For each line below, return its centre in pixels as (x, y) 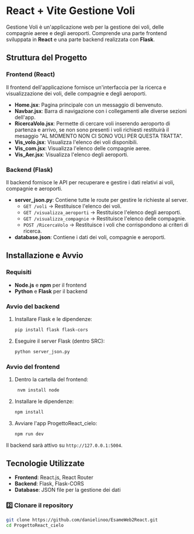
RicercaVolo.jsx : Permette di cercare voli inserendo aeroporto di (92, 123)
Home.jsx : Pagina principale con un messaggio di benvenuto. (89, 105)
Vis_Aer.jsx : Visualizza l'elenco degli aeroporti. (71, 154)
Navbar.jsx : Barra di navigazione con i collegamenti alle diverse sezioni (101, 111)
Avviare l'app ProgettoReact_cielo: (56, 423)
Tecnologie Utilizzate (45, 463)
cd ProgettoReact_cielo (35, 525)
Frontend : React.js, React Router (54, 477)
